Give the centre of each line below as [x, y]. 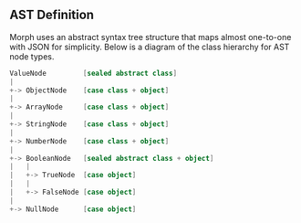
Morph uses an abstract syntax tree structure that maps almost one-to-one [150, 37]
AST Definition [52, 15]
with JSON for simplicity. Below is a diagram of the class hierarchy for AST [150, 47]
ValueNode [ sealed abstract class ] [93, 73]
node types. [32, 56]
